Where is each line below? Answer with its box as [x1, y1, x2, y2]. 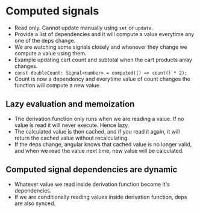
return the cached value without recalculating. [14, 134, 129, 141]
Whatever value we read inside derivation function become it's [14, 181, 170, 188]
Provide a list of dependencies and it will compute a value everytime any [14, 30, 195, 37]
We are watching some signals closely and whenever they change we [14, 43, 187, 51]
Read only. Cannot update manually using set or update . [14, 24, 154, 31]
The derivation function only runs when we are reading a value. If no [14, 115, 184, 122]
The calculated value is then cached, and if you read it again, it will [14, 128, 180, 135]
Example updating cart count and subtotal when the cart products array [14, 56, 192, 63]
